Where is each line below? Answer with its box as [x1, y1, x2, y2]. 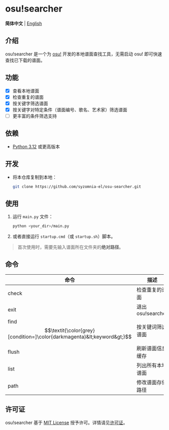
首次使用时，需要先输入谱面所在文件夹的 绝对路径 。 [17, 244, 124, 250]
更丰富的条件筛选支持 [12, 113, 57, 119]
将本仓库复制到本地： [12, 174, 57, 180]
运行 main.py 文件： [12, 214, 53, 220]
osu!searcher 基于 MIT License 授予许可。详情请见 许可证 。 [5, 419, 128, 425]
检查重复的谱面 [12, 94, 44, 100]
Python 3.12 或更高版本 [12, 143, 60, 149]
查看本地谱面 [12, 88, 39, 94]
